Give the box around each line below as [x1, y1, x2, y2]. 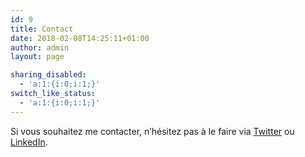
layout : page [10, 52, 65, 62]
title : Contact [10, 24, 74, 34]
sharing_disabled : [10, 70, 87, 80]
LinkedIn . [10, 136, 48, 148]
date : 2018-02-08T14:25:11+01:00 [10, 33, 150, 43]
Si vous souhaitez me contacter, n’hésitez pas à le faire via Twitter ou [10, 125, 295, 137]
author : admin [10, 42, 70, 53]
